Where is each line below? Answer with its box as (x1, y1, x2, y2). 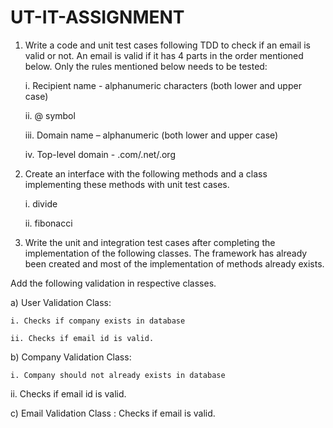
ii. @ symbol (24, 109, 76, 121)
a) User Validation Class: (10, 296, 112, 308)
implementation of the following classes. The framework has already (24, 247, 308, 259)
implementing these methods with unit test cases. (24, 178, 230, 190)
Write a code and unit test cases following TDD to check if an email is (24, 39, 311, 51)
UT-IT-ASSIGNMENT (10, 6, 185, 29)
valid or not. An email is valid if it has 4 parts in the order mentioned (24, 49, 304, 61)
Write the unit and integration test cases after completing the (24, 236, 276, 248)
